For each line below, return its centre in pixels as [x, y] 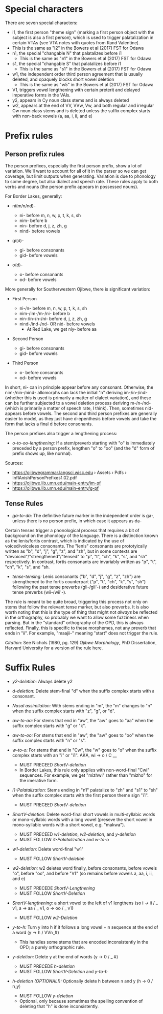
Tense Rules [24, 504]
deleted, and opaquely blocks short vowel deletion [63, 79]
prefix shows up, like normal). [42, 453]
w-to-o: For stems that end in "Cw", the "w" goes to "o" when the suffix [84, 750]
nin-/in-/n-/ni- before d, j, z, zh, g [53, 318]
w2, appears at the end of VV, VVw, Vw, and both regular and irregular [83, 105]
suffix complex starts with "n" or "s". [49, 740]
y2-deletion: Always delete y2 [42, 681]
